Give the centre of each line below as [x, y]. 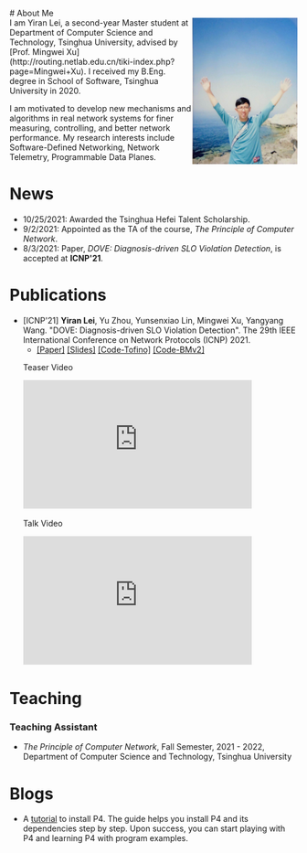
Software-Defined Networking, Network [85, 147]
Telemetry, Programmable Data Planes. [83, 157]
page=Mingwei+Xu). [48, 71]
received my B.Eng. [129, 71]
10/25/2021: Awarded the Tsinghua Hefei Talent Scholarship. [136, 219]
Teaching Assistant [53, 727]
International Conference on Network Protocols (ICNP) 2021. [137, 339]
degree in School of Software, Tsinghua [84, 81]
